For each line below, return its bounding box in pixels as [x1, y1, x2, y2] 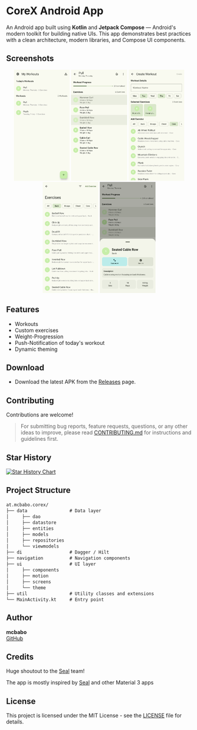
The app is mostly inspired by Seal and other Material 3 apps [6, 679, 154, 686]
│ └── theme [6, 585, 46, 591]
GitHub [6, 635, 24, 642]
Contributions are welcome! [6, 411, 74, 418]
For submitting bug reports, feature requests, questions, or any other [20, 422, 188, 430]
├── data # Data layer [6, 508, 101, 514]
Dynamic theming [14, 345, 58, 353]
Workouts [14, 320, 38, 327]
